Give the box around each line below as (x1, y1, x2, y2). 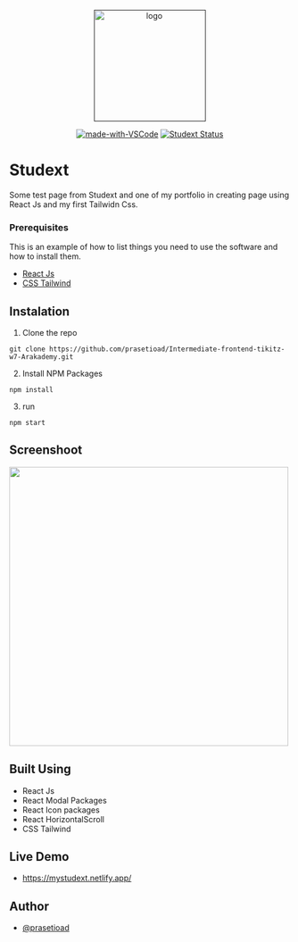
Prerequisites (9, 221, 69, 233)
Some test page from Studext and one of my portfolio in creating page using (9, 189, 290, 200)
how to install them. (9, 251, 82, 262)
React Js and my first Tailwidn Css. (9, 198, 138, 210)
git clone (9, 345, 46, 354)
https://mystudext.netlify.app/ (21, 872, 132, 884)
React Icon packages (21, 804, 100, 815)
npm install (9, 386, 54, 395)
